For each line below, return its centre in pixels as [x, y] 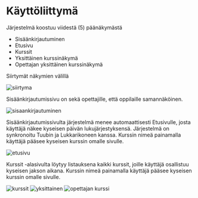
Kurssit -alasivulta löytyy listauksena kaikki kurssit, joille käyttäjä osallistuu [98, 164]
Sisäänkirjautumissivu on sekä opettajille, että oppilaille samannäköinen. [95, 99]
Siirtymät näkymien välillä [38, 76]
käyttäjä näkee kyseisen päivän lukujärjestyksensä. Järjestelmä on [88, 128]
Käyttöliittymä [42, 11]
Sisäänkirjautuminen [40, 39]
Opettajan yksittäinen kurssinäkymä [59, 64]
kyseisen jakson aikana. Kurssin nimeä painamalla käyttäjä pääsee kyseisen [99, 171]
